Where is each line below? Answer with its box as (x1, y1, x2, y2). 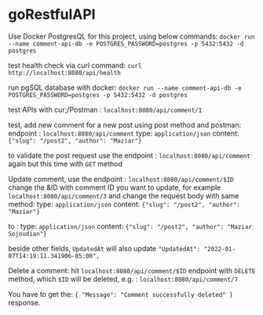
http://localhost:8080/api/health (8, 69, 122, 76)
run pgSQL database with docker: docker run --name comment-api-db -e (8, 83, 242, 92)
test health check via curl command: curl (8, 61, 142, 70)
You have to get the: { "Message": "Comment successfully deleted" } (8, 289, 233, 298)
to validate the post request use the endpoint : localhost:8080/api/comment (8, 150, 251, 160)
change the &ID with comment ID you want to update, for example (8, 183, 221, 192)
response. (8, 298, 41, 307)
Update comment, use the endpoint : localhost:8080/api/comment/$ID (8, 174, 234, 183)
